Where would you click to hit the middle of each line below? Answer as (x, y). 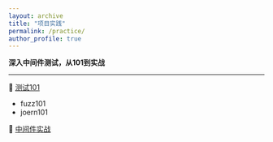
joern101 (34, 112)
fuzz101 (33, 104)
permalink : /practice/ (47, 31)
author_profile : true (45, 39)
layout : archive (36, 16)
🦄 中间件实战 (30, 129)
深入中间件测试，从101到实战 (57, 62)
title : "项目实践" (37, 24)
